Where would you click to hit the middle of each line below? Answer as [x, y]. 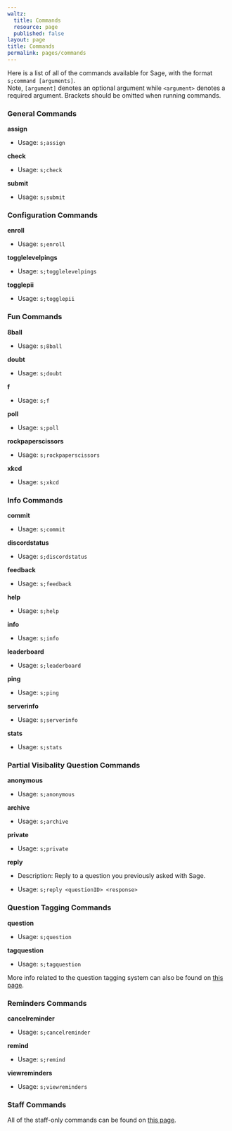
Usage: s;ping [38, 692]
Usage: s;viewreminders [52, 1086]
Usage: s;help [38, 611]
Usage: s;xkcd [38, 482]
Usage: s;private [43, 848]
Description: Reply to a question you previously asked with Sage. [111, 876]
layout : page [26, 40]
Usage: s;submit [41, 197]
